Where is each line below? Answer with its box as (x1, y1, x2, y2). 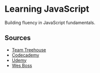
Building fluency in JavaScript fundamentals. (4, 20, 96, 25)
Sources (4, 34, 31, 42)
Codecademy (11, 52, 39, 58)
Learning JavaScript (4, 3, 90, 15)
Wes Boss (11, 62, 33, 68)
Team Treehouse (11, 47, 46, 52)
